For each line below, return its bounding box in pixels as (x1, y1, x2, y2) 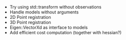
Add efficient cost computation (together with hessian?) (9, 30, 122, 35)
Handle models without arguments (9, 9, 79, 15)
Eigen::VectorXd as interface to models (9, 25, 88, 30)
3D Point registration (9, 19, 51, 25)
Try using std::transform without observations (9, 4, 102, 10)
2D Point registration (9, 14, 51, 20)
